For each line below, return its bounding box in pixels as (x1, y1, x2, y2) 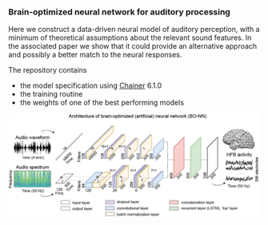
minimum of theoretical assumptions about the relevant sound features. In (8, 33, 252, 42)
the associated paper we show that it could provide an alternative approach (8, 41, 258, 51)
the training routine (19, 89, 83, 99)
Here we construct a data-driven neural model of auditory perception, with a (8, 25, 260, 34)
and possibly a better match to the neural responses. (8, 50, 182, 60)
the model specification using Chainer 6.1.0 (19, 81, 162, 90)
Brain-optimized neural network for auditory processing (8, 6, 230, 18)
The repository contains (8, 65, 87, 75)
